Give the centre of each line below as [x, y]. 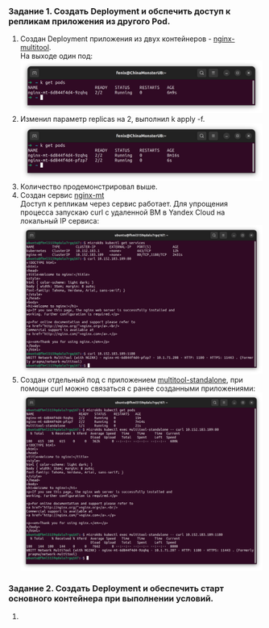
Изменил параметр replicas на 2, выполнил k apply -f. [112, 119]
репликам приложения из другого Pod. [89, 21]
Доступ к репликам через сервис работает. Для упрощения [124, 204]
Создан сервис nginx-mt [62, 195]
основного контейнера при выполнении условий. [111, 599]
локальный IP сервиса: [59, 221]
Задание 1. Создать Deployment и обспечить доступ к [120, 11]
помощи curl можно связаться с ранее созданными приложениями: [138, 388]
